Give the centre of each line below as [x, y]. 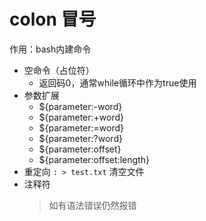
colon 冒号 [53, 19]
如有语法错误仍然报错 [92, 205]
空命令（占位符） [59, 70]
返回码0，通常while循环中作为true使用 [117, 82]
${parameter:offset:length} [94, 159]
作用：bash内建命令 [50, 49]
